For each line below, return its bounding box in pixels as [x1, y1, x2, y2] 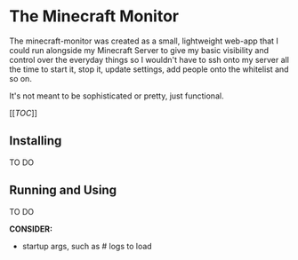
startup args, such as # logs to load [21, 240, 153, 251]
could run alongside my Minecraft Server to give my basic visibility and [9, 44, 270, 55]
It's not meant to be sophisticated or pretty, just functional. [9, 91, 224, 101]
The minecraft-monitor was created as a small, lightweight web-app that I [9, 35, 278, 46]
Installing [9, 133, 62, 148]
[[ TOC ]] [9, 107, 37, 118]
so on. [9, 73, 33, 83]
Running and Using [9, 183, 117, 198]
